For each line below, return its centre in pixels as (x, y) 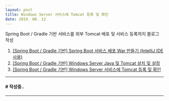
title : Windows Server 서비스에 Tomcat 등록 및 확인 (57, 14)
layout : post (19, 10)
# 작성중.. (15, 86)
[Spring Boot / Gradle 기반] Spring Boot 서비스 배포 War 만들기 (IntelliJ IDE (88, 51)
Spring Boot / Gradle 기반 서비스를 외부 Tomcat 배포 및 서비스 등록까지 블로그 (82, 34)
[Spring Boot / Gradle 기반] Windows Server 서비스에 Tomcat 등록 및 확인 (87, 69)
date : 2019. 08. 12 (26, 19)
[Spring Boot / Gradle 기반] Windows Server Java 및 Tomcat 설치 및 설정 (86, 63)
